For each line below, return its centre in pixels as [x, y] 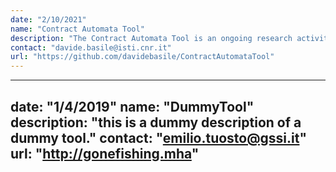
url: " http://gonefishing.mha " [105, 153]
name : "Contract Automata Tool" [77, 29]
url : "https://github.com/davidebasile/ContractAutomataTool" [142, 57]
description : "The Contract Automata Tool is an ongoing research [151, 38]
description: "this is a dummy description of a [156, 122]
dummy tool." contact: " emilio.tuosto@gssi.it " [159, 137]
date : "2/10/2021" [48, 19]
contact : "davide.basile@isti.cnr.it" [91, 47]
